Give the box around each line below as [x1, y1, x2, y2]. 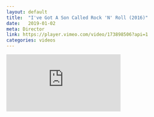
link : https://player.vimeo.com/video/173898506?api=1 [6, 32, 149, 38]
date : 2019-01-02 [6, 20, 56, 26]
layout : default [6, 9, 47, 15]
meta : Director [6, 26, 45, 32]
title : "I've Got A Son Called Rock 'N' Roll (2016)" [6, 15, 149, 21]
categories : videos [6, 37, 56, 43]
